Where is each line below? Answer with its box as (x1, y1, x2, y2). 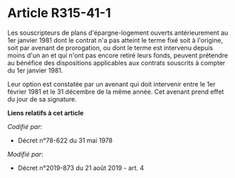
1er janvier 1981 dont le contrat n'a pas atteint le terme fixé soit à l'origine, (7, 35, 223, 44)
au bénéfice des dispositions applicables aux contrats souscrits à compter (7, 58, 226, 67)
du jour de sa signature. (7, 94, 77, 104)
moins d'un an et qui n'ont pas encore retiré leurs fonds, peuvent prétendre (7, 51, 229, 60)
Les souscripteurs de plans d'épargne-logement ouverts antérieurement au (7, 28, 229, 37)
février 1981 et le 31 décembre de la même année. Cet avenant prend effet (7, 87, 224, 96)
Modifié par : (7, 150, 44, 158)
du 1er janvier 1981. (7, 66, 63, 74)
